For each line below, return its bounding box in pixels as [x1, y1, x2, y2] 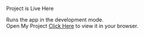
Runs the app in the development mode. [6, 16, 104, 23]
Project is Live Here [6, 5, 54, 12]
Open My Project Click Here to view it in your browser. [6, 23, 139, 29]
